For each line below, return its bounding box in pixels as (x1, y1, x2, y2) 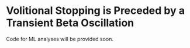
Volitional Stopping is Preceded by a (6, 4, 185, 17)
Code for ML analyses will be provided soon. (6, 35, 114, 42)
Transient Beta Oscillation (6, 16, 134, 29)
